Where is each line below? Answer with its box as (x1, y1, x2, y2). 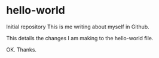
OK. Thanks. (6, 46, 37, 53)
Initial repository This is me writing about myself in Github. (6, 23, 149, 30)
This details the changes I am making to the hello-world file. (6, 34, 154, 41)
